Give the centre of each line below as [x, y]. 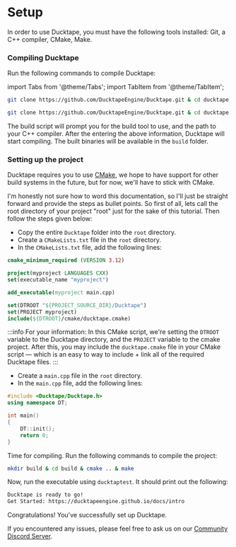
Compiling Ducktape [43, 57]
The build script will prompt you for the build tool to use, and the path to [112, 126]
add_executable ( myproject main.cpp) [61, 292]
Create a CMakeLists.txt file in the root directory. [89, 240]
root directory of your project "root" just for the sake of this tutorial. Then [114, 211]
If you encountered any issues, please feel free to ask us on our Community [118, 529]
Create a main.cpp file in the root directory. [80, 376]
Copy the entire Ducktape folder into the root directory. [97, 232]
